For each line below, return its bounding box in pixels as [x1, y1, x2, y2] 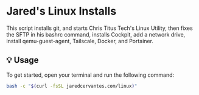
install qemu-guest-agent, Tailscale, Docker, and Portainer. [6, 37, 154, 44]
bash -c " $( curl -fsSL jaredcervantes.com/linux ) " [6, 83, 138, 89]
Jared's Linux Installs [6, 4, 117, 18]
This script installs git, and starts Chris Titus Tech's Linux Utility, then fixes [6, 24, 193, 32]
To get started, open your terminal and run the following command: [6, 71, 175, 79]
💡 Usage [6, 55, 39, 65]
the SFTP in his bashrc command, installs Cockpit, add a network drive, [6, 30, 186, 38]
